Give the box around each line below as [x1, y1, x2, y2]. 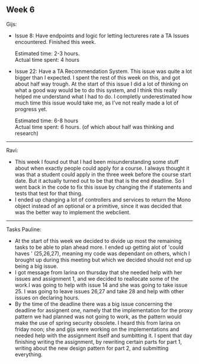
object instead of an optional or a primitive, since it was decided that [14, 202, 182, 210]
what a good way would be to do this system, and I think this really [14, 86, 178, 94]
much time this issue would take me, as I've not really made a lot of [14, 99, 179, 106]
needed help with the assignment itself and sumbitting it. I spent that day [14, 332, 192, 339]
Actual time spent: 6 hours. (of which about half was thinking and [14, 123, 174, 130]
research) [14, 129, 38, 137]
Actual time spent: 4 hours [14, 56, 80, 63]
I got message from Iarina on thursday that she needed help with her [14, 268, 182, 276]
